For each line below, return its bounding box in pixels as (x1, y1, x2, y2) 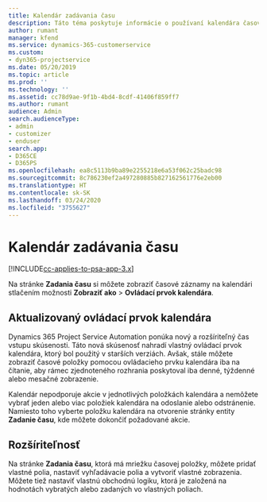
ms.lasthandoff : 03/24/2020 (8, 196, 102, 204)
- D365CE (8, 152, 37, 160)
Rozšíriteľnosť (8, 438, 81, 451)
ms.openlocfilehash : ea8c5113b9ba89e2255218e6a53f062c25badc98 (8, 167, 222, 175)
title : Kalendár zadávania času (8, 11, 115, 20)
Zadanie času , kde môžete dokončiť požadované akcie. (8, 415, 191, 425)
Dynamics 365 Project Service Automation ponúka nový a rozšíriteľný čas (8, 332, 250, 342)
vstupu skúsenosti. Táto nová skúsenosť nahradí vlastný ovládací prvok (8, 341, 242, 350)
